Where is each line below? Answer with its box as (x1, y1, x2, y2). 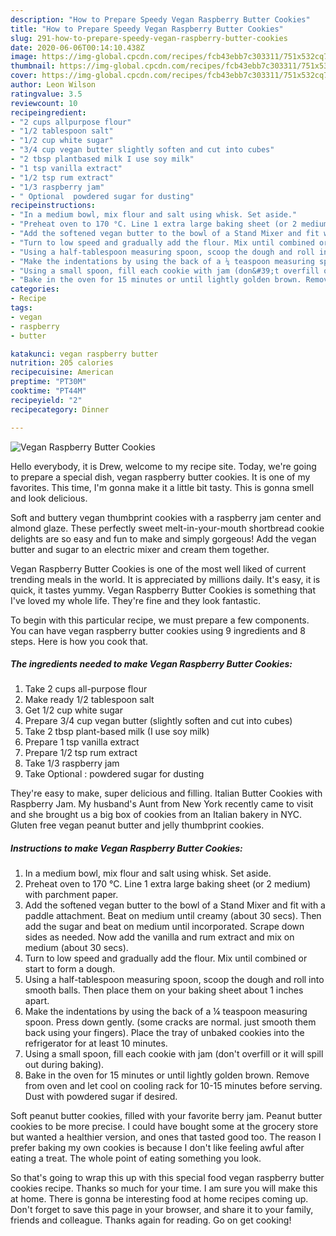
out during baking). (24, 1059, 105, 1071)
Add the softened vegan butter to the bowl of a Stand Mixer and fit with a (24, 899, 326, 911)
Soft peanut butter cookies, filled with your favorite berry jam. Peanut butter (10, 1110, 323, 1122)
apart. (24, 995, 50, 1007)
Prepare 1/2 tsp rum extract (24, 747, 138, 759)
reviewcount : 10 (10, 98, 78, 108)
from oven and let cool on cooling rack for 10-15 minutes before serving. (24, 1080, 323, 1092)
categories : (10, 284, 60, 295)
